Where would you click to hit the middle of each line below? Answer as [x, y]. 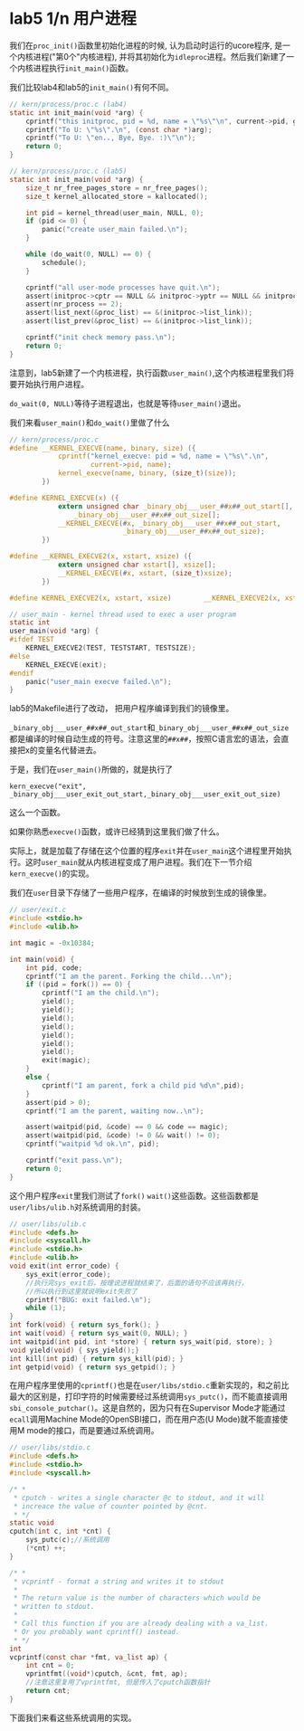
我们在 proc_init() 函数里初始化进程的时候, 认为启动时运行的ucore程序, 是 [146, 45]
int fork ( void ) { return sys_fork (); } [85, 1325]
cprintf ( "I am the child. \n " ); [101, 993]
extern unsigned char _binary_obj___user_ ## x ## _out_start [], [176, 506]
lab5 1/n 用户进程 [73, 19]
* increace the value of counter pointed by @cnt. [110, 1506]
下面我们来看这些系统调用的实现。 [73, 1717]
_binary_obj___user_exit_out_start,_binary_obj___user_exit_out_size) [145, 794]
